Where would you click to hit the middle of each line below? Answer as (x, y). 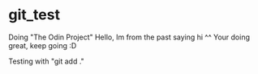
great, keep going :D (43, 45)
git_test (34, 15)
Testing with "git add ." (47, 61)
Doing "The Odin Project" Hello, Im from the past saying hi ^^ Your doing (129, 37)
